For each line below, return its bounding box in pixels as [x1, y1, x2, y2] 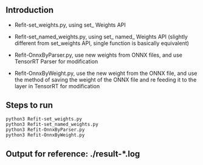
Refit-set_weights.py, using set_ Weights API [14, 21, 126, 29]
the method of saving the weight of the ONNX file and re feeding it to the [14, 75, 197, 83]
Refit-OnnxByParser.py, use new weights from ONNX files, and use [14, 51, 183, 58]
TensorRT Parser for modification [14, 57, 98, 65]
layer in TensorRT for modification [14, 82, 100, 90]
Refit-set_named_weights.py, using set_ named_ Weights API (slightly [14, 33, 188, 40]
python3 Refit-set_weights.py [5, 116, 83, 122]
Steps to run [5, 100, 53, 110]
